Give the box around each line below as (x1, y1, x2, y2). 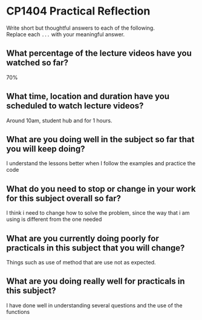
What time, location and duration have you (6, 91, 170, 102)
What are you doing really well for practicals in (6, 276, 186, 287)
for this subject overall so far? (6, 193, 121, 203)
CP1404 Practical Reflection (6, 4, 151, 18)
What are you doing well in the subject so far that (6, 134, 195, 145)
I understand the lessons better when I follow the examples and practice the (6, 160, 196, 167)
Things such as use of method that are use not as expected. (6, 259, 156, 266)
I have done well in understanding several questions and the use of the (6, 301, 183, 309)
